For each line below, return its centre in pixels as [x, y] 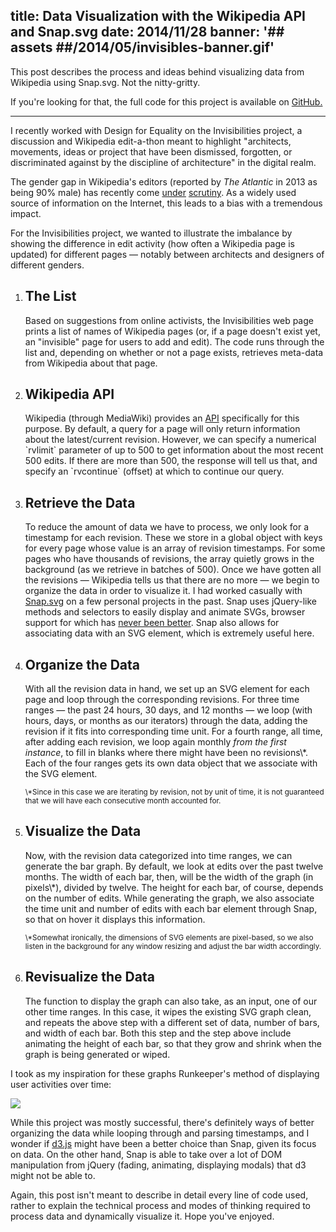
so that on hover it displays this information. [115, 919]
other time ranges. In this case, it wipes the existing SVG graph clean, [168, 1011]
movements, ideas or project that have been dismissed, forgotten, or [151, 151]
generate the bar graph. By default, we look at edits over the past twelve [174, 866]
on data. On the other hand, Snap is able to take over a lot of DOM [146, 1154]
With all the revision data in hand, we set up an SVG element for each [167, 689]
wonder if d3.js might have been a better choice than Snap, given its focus [163, 1143]
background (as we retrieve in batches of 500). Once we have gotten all [173, 570]
